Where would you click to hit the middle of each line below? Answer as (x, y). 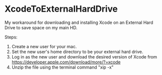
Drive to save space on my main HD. (41, 27)
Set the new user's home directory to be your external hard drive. (77, 52)
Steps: (11, 37)
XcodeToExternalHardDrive (61, 9)
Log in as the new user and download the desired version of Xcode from (84, 56)
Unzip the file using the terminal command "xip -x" (63, 67)
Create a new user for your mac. (44, 46)
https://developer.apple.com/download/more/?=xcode (66, 62)
